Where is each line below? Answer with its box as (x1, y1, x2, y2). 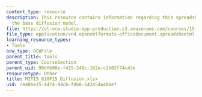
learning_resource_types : (6, 37, 71, 43)
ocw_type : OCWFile (6, 48, 52, 54)
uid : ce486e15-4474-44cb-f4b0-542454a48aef (6, 82, 117, 88)
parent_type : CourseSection (6, 59, 77, 65)
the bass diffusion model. (11, 20, 79, 26)
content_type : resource (6, 8, 66, 15)
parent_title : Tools (6, 54, 58, 60)
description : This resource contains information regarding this (6, 14, 173, 20)
